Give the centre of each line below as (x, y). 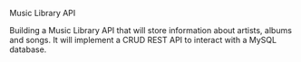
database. (28, 49)
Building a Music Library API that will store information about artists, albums (151, 30)
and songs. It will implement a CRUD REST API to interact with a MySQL (143, 40)
